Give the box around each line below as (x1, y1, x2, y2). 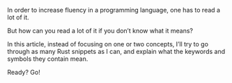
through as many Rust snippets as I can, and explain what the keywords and (7, 48, 226, 55)
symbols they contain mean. (7, 55, 88, 63)
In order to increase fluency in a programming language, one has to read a (7, 6, 221, 14)
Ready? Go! (7, 68, 40, 76)
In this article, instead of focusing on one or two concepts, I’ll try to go (7, 40, 209, 48)
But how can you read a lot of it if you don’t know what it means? (7, 27, 194, 35)
